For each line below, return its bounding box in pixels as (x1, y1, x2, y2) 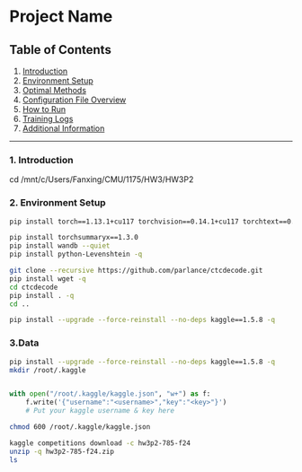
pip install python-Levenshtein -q (9, 249, 143, 259)
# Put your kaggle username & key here (25, 406, 175, 415)
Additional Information (22, 123, 105, 134)
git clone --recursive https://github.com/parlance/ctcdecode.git (9, 267, 263, 275)
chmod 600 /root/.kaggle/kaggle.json (9, 423, 151, 432)
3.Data (9, 337, 40, 349)
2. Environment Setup (9, 197, 106, 209)
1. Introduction (9, 153, 74, 166)
